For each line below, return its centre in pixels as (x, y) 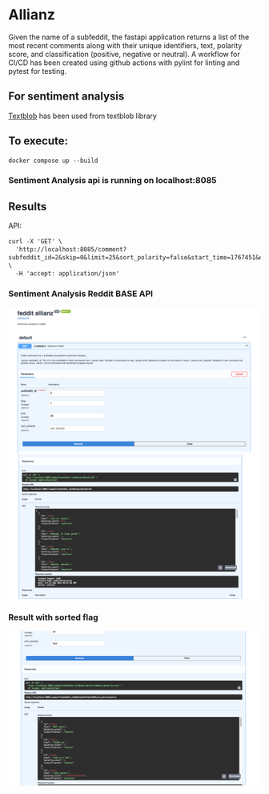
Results (28, 206)
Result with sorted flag (53, 617)
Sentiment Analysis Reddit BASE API (81, 294)
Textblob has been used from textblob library (83, 116)
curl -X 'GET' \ (35, 242)
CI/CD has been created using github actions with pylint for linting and (124, 63)
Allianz (32, 15)
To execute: (38, 141)
